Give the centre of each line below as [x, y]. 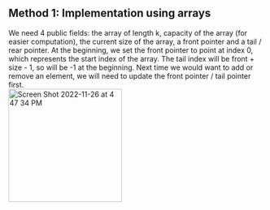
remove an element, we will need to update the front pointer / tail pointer [130, 75]
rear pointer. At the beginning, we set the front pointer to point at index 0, [131, 50]
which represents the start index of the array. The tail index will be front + [131, 58]
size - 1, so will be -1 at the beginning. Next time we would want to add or [131, 67]
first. [16, 84]
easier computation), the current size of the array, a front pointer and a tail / [135, 41]
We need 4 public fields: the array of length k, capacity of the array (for [128, 32]
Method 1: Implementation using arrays [110, 13]
